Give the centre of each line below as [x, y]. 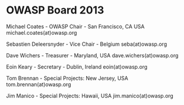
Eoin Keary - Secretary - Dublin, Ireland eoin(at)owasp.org [77, 67]
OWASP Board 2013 [55, 10]
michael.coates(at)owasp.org [42, 32]
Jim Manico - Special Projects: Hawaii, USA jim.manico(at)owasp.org [90, 96]
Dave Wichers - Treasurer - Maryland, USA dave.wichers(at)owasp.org [92, 55]
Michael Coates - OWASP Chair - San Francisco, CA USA [75, 26]
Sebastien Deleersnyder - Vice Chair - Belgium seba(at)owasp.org [86, 44]
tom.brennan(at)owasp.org [39, 84]
